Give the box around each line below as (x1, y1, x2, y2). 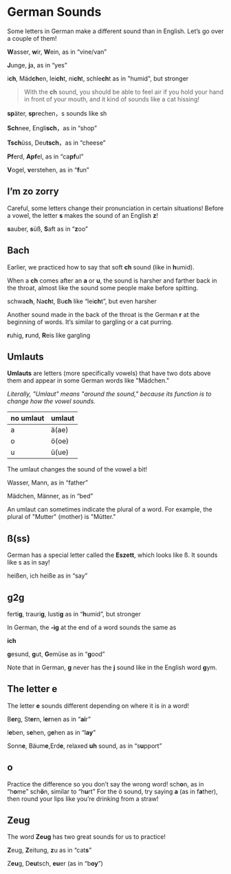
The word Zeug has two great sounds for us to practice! (7, 833, 166, 841)
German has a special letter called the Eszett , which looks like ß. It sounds (7, 551, 218, 559)
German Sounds (7, 4, 102, 20)
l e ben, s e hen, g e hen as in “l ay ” (7, 728, 96, 736)
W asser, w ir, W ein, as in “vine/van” (7, 48, 107, 56)
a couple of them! (7, 34, 57, 42)
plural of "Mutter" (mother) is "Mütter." (7, 513, 116, 521)
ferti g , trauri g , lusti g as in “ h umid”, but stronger (7, 610, 141, 618)
